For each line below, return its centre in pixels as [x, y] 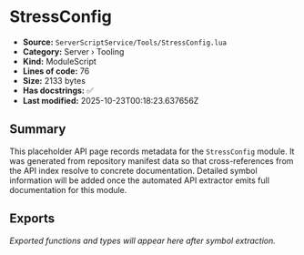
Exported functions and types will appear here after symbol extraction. [142, 240]
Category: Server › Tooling [73, 51]
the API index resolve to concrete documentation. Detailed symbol [133, 170]
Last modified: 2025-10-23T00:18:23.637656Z [111, 100]
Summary [38, 129]
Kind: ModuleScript [60, 61]
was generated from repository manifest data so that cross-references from [152, 160]
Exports [32, 219]
